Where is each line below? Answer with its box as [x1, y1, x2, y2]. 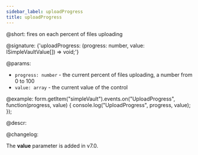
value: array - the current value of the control [14, 83, 128, 91]
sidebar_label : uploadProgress [6, 8, 83, 15]
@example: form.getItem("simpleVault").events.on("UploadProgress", [6, 95, 176, 102]
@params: [6, 60, 31, 67]
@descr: [6, 119, 27, 126]
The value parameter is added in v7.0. [6, 142, 99, 149]
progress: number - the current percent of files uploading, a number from [14, 71, 193, 78]
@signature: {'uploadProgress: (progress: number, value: [6, 42, 145, 49]
